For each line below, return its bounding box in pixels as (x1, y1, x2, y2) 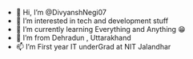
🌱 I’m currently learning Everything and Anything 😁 (15, 25, 186, 33)
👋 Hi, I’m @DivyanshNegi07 (15, 8, 107, 17)
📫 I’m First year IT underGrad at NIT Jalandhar (15, 42, 171, 51)
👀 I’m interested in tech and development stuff (15, 16, 169, 26)
